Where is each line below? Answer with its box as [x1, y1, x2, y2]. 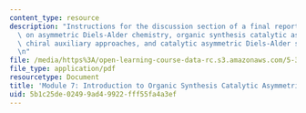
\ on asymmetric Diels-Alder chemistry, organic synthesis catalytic [17, 30, 287, 39]
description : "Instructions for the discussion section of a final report [9, 22, 300, 31]
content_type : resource [9, 13, 100, 23]
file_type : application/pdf [9, 65, 117, 74]
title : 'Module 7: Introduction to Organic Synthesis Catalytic [9, 81, 259, 90]
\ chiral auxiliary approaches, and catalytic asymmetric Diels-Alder [17, 38, 291, 48]
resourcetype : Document [9, 73, 100, 82]
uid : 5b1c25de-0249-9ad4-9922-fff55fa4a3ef [9, 89, 178, 98]
